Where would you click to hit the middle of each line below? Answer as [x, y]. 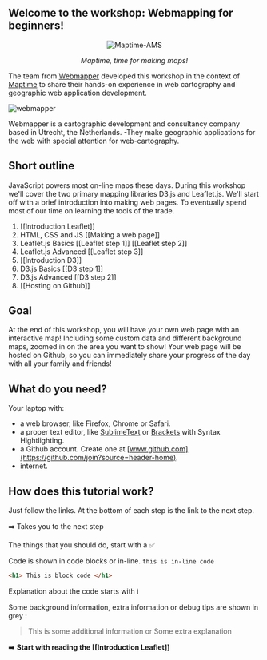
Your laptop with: [36, 408]
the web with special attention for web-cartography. [94, 141]
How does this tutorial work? [81, 491]
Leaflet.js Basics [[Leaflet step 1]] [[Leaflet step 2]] [104, 243]
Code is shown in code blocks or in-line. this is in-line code [111, 561]
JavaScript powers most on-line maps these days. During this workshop [127, 185]
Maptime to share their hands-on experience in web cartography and [122, 84]
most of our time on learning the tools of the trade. [92, 210]
